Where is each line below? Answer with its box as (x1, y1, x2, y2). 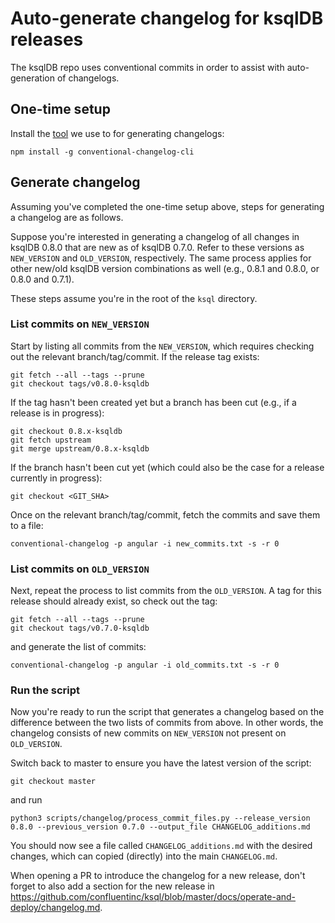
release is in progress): (10, 407, 105, 419)
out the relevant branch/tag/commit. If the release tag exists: (10, 350, 260, 362)
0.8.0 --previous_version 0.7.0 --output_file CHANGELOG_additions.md (10, 822, 311, 832)
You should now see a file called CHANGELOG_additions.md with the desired (10, 840, 313, 852)
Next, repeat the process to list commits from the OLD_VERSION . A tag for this (10, 585, 322, 597)
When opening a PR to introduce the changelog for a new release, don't (10, 870, 306, 882)
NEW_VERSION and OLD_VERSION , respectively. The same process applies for (10, 252, 312, 264)
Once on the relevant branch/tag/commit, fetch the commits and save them (10, 508, 321, 521)
